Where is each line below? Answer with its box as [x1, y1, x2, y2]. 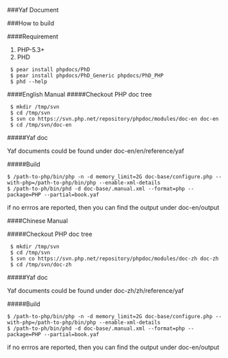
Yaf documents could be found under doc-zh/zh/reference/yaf [7, 287, 184, 294]
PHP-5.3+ [16, 46, 45, 53]
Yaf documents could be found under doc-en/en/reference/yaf [7, 147, 185, 155]
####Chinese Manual [7, 217, 68, 225]
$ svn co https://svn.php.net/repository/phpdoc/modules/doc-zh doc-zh [10, 255, 219, 262]
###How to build [7, 19, 55, 27]
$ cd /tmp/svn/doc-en [10, 121, 72, 128]
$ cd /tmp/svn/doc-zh [10, 261, 72, 268]
